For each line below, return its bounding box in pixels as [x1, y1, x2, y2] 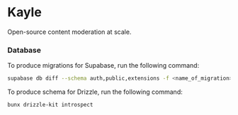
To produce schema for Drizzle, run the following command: [7, 87, 183, 96]
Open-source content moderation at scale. [7, 28, 132, 36]
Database [7, 45, 41, 55]
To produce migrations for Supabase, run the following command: [7, 61, 200, 70]
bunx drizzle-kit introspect [7, 102, 93, 109]
